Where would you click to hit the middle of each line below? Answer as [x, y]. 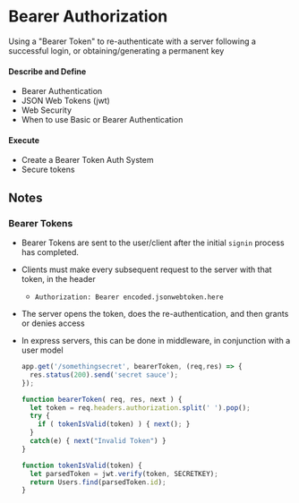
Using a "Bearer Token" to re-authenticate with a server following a [132, 41]
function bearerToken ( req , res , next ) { [102, 399]
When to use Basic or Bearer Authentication [102, 120]
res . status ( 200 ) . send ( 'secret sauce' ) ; [104, 375]
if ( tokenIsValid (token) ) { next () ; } [114, 424]
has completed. [50, 252]
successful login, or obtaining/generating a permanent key [116, 50]
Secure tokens [48, 170]
